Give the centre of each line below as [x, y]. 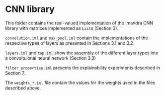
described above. [23, 88]
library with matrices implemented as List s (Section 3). [62, 28]
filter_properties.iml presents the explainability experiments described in [83, 68]
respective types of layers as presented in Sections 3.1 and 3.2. [70, 43]
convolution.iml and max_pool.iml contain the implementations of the [77, 38]
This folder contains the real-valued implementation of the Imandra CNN [79, 23]
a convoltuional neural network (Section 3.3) [50, 58]
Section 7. [15, 73]
